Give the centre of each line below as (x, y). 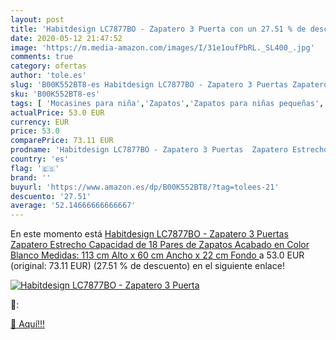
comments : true (42, 57)
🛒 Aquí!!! (28, 324)
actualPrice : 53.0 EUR (57, 112)
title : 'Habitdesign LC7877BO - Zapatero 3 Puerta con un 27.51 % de (158, 29)
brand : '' (31, 177)
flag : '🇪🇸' (35, 168)
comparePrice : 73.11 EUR (62, 141)
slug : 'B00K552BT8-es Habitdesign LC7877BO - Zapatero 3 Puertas (149, 85)
